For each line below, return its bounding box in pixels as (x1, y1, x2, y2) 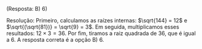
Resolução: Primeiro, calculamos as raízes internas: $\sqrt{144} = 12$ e (6, 17, 187, 24)
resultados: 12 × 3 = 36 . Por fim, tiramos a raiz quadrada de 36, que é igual (6, 30, 196, 37)
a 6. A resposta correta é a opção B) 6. (6, 36, 104, 43)
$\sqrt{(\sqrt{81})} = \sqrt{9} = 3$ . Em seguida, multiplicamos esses (6, 24, 179, 30)
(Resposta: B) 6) (6, 5, 48, 12)
